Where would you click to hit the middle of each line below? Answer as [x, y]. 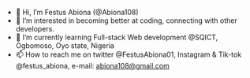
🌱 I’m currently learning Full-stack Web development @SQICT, [117, 37]
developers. [35, 29]
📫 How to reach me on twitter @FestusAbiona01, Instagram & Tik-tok [129, 54]
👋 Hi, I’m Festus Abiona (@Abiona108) [77, 12]
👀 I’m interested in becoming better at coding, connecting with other [127, 20]
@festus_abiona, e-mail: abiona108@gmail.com [92, 66]
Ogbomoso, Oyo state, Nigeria [65, 46]
